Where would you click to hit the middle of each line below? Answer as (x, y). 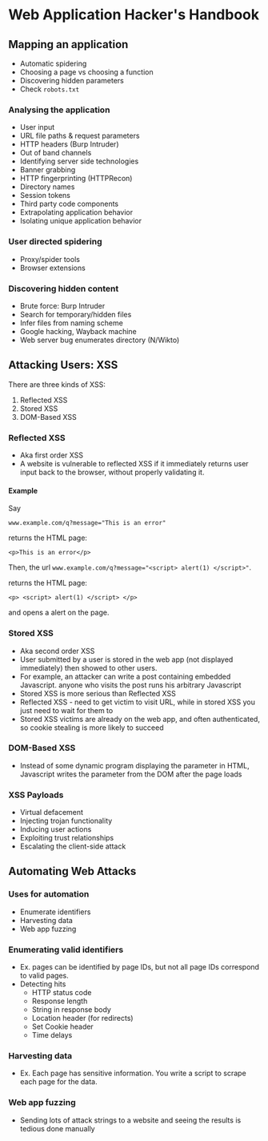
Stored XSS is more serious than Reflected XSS (98, 693)
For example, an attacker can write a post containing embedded (125, 676)
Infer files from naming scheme (72, 323)
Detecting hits (43, 984)
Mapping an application (68, 44)
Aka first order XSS (52, 455)
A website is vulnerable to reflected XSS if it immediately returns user (134, 464)
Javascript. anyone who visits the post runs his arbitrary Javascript (130, 685)
